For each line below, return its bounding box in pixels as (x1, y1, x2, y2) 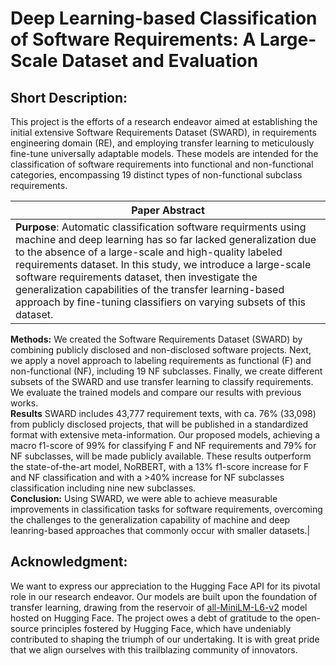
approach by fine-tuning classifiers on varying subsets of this (15, 295, 307, 309)
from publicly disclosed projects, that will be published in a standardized (10, 418, 309, 430)
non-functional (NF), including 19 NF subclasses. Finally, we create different (10, 365, 323, 377)
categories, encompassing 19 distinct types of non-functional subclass (10, 169, 303, 181)
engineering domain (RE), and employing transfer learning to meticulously (10, 137, 315, 149)
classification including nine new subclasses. (10, 482, 197, 494)
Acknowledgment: (10, 553, 128, 571)
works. (10, 397, 39, 409)
